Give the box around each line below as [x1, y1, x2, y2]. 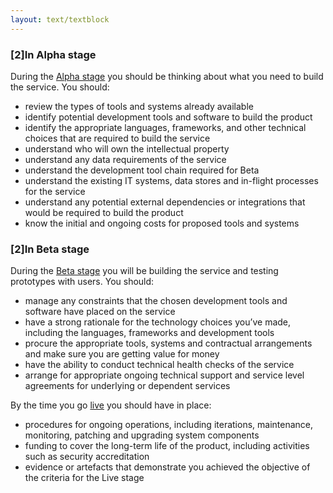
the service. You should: [10, 81, 110, 93]
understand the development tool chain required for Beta [24, 164, 260, 176]
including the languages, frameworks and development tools [24, 327, 275, 339]
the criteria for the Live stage [24, 472, 145, 484]
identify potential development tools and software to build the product [24, 111, 313, 123]
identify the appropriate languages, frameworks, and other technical [24, 121, 307, 133]
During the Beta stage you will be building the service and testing [10, 265, 279, 277]
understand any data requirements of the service [24, 153, 227, 165]
